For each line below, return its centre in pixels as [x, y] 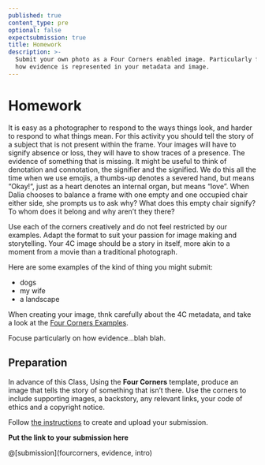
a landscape [39, 299]
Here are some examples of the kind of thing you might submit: [110, 267]
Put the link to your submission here [68, 437]
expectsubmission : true [47, 37]
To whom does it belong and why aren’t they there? [91, 211]
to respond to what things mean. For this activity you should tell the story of [131, 136]
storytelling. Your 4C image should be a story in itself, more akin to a [119, 243]
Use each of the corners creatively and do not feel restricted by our [118, 226]
